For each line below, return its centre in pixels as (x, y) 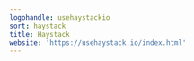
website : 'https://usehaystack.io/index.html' (98, 43)
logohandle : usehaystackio (60, 17)
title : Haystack (40, 34)
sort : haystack (38, 26)
